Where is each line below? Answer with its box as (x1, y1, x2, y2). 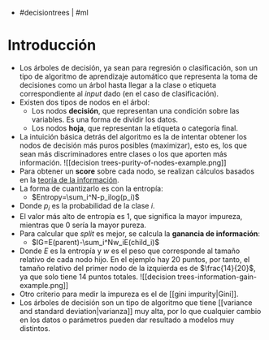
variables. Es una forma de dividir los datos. (31, 114, 179, 124)
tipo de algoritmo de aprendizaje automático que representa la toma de (19, 71, 258, 81)
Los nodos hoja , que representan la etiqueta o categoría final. (31, 123, 239, 133)
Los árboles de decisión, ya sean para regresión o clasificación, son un (19, 62, 258, 72)
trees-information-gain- (177, 272, 258, 282)
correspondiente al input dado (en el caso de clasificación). (19, 88, 219, 98)
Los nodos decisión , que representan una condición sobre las (31, 105, 240, 115)
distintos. (19, 323, 50, 333)
